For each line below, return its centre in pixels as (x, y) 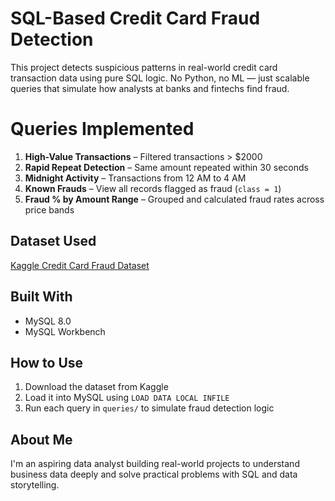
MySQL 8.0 (48, 321)
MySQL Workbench (65, 331)
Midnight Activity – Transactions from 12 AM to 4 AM (135, 178)
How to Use (47, 362)
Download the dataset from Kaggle (96, 387)
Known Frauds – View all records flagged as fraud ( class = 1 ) (153, 188)
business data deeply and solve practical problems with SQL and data (154, 474)
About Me (41, 439)
